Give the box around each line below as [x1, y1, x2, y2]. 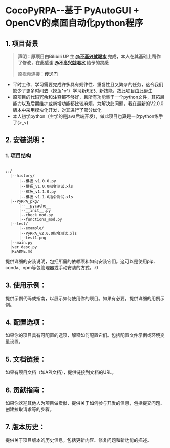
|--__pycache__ [18, 203, 51, 209]
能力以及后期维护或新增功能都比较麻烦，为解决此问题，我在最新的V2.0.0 [12, 100, 164, 107]
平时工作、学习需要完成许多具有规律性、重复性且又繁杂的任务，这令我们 [12, 82, 163, 87]
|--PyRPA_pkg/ [10, 199, 39, 204]
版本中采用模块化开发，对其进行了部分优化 [12, 107, 102, 113]
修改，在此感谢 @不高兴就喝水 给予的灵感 [22, 60, 109, 66]
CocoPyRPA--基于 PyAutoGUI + [5, 5, 140, 16]
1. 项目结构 [5, 152, 31, 159]
